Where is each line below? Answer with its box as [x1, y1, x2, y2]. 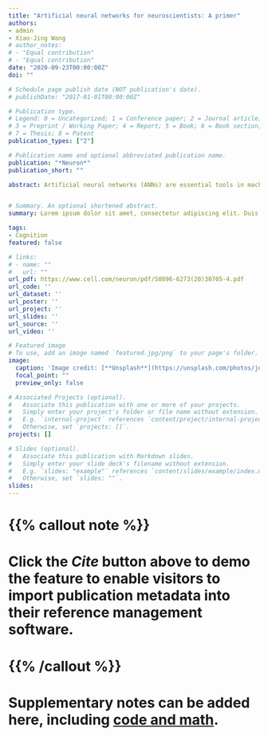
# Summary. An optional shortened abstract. [8, 202, 159, 210]
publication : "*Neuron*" [8, 159, 91, 167]
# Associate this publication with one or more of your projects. [8, 401, 241, 409]
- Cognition [8, 231, 48, 239]
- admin [8, 26, 34, 34]
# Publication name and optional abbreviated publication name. [8, 151, 227, 160]
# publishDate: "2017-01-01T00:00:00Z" [8, 93, 141, 101]
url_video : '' [8, 327, 56, 335]
